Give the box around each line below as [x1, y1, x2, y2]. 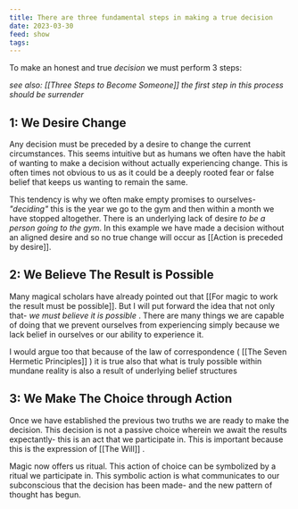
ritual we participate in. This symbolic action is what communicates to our [9, 470, 280, 480]
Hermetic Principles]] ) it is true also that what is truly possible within [9, 355, 262, 366]
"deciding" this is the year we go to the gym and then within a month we [9, 204, 275, 214]
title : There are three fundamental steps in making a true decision [9, 13, 274, 22]
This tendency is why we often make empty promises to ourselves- [9, 194, 256, 205]
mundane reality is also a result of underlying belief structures [9, 365, 238, 376]
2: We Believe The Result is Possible [9, 267, 214, 282]
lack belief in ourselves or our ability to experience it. [9, 329, 204, 339]
